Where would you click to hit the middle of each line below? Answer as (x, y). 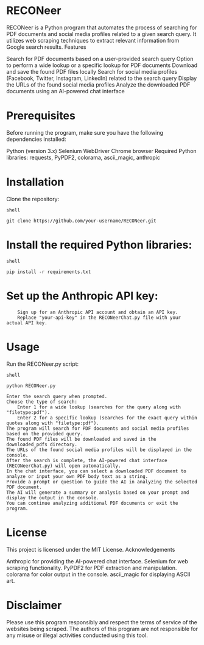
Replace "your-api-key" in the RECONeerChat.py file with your (99, 318)
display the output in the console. (53, 497)
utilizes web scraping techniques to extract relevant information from (93, 40)
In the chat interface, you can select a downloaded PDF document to (97, 471)
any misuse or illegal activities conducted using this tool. (77, 635)
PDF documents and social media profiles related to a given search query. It (101, 34)
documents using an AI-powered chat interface (65, 91)
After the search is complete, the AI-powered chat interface (87, 460)
